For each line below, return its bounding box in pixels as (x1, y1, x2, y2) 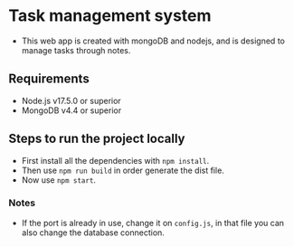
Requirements (8, 71, 90, 87)
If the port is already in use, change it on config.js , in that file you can (21, 217, 285, 228)
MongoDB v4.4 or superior (21, 105, 122, 116)
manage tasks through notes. (21, 44, 131, 55)
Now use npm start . (21, 174, 97, 185)
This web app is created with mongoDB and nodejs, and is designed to (21, 35, 286, 46)
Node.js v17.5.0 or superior (21, 95, 121, 106)
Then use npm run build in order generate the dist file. (21, 165, 225, 176)
